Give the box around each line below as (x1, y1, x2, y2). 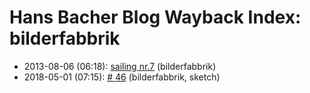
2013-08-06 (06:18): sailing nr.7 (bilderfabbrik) (23, 60, 217, 72)
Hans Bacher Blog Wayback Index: (9, 6, 302, 29)
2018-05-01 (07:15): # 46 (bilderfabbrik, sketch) (23, 71, 221, 83)
